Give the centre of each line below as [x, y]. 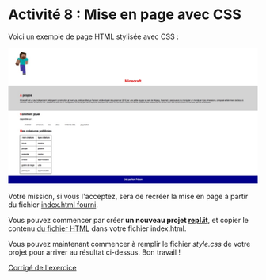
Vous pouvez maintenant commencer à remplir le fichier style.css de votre [129, 244]
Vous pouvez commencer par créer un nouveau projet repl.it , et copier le [129, 220]
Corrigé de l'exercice [42, 267]
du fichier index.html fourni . [53, 205]
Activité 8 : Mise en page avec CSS [125, 15]
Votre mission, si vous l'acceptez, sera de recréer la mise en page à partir [128, 196]
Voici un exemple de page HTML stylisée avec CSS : [94, 36]
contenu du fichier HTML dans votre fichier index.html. [97, 228]
